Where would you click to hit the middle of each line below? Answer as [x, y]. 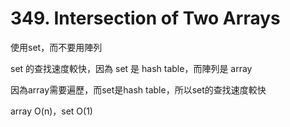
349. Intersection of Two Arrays [145, 18]
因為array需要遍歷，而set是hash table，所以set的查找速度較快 [138, 89]
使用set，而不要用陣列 [56, 47]
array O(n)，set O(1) [51, 111]
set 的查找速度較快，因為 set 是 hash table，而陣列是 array [131, 68]
